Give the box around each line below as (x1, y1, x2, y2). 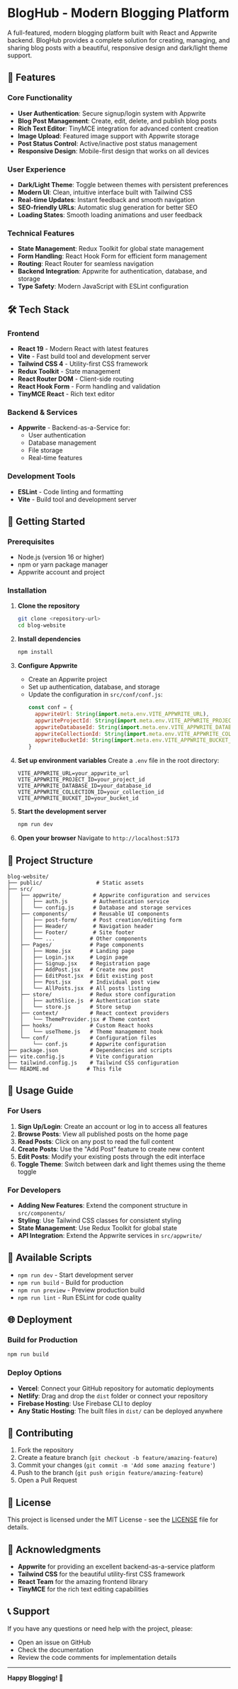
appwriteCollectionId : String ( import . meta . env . (34, 730, 178, 737)
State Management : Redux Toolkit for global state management (17, 245, 204, 253)
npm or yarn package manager (17, 560, 108, 569)
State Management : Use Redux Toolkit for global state (17, 1223, 178, 1232)
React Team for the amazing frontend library (17, 1578, 149, 1586)
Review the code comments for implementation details (17, 1653, 177, 1661)
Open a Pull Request (17, 1476, 78, 1485)
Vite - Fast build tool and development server (17, 352, 151, 360)
